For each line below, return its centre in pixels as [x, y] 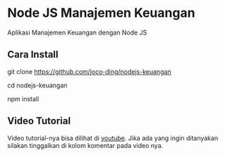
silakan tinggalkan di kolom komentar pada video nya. [85, 145]
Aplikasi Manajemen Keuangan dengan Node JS [77, 32]
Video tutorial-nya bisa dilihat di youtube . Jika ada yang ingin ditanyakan [113, 138]
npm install [23, 99]
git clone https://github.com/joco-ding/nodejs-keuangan [89, 71]
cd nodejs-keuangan [37, 85]
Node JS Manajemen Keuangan [101, 13]
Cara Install [33, 55]
